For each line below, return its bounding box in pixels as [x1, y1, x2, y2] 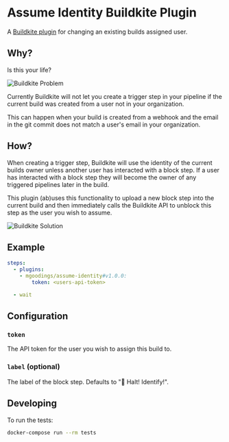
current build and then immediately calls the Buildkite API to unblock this [7, 201, 212, 209]
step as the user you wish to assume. [7, 208, 112, 217]
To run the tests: [7, 416, 53, 424]
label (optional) [7, 362, 60, 372]
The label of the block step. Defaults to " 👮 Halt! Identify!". [7, 377, 169, 386]
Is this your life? [7, 65, 52, 74]
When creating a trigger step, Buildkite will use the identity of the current [7, 158, 213, 166]
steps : [7, 260, 26, 267]
